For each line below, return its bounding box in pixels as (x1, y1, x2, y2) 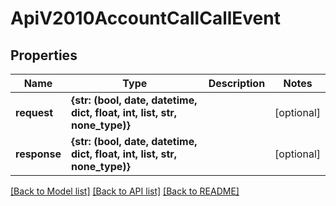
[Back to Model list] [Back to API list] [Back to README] (10, 185, 240, 197)
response (15, 147, 62, 161)
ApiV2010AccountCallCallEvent (10, 7, 281, 30)
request (15, 106, 54, 119)
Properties (10, 47, 78, 64)
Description (208, 77, 266, 90)
